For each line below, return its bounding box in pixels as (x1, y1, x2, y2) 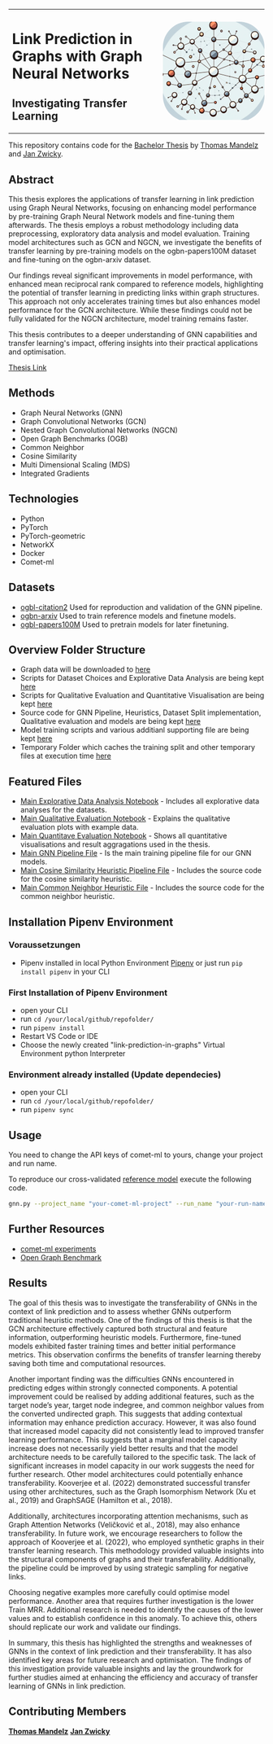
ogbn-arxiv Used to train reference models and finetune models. (19, 611, 236, 620)
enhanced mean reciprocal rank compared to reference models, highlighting (8, 279, 264, 289)
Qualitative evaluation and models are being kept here (19, 716, 201, 726)
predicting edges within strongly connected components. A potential (8, 1382, 238, 1392)
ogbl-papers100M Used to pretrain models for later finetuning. (19, 620, 229, 629)
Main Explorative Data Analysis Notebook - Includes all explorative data (19, 796, 260, 806)
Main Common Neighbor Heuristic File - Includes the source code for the (19, 883, 265, 892)
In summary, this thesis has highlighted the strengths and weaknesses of (8, 1637, 253, 1647)
